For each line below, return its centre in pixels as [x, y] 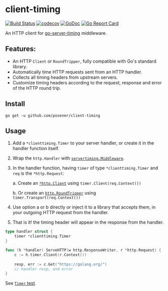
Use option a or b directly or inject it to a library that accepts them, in [84, 207]
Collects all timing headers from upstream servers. [65, 77]
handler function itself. [36, 149]
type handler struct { [29, 232]
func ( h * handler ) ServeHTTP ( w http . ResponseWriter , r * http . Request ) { [83, 250]
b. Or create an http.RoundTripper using [54, 193]
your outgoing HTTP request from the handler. [61, 213]
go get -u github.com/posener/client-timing [53, 115]
